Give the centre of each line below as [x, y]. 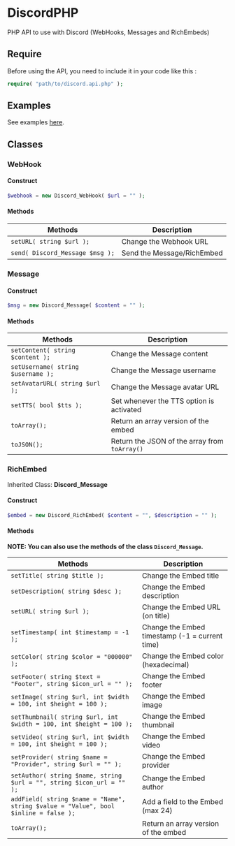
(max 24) [157, 810]
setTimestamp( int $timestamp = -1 [70, 632]
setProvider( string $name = [59, 757]
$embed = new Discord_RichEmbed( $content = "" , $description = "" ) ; [112, 515]
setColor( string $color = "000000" [72, 657]
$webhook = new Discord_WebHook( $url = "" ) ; [76, 196]
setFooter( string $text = [56, 677]
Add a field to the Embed [183, 801]
